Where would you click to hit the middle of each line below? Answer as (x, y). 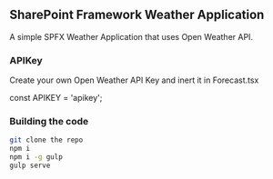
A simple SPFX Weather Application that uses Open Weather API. (131, 36)
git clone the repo (46, 140)
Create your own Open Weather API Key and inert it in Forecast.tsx (134, 80)
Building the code (49, 122)
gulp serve (30, 166)
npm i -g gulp (36, 157)
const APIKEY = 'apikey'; (56, 98)
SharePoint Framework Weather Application (137, 15)
